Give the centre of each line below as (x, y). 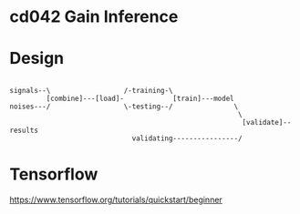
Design (37, 59)
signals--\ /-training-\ (91, 91)
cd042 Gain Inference (94, 17)
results (24, 131)
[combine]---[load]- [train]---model (140, 99)
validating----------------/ (187, 138)
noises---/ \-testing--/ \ (124, 107)
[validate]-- (267, 123)
